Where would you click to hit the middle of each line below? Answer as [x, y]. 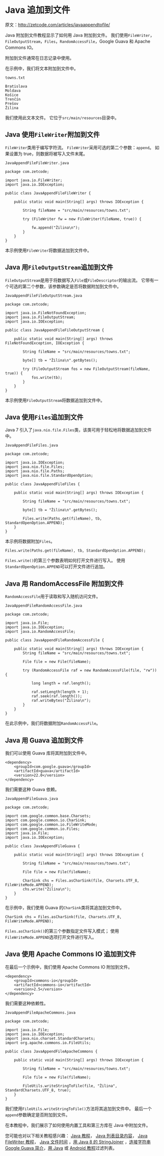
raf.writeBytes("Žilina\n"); [61, 701]
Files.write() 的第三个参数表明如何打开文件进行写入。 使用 [65, 561]
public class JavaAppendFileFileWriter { [48, 193]
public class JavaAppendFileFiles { [42, 484]
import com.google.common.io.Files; [42, 829]
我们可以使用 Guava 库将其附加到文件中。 [47, 753]
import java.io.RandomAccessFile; [41, 632]
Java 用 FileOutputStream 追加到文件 [59, 267]
